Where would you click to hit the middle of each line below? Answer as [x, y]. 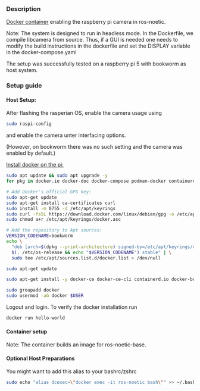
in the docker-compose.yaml [41, 52]
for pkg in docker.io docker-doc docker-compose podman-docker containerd [101, 181]
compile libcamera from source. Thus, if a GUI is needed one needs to [92, 40]
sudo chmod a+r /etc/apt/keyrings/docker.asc [63, 220]
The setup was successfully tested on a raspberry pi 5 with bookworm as [96, 64]
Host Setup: [21, 99]
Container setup [27, 331]
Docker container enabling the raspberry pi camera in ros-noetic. [86, 22]
